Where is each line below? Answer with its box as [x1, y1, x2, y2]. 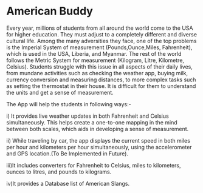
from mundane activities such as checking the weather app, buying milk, [6, 69, 188, 76]
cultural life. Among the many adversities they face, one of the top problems [6, 37, 197, 44]
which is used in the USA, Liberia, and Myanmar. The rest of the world [6, 50, 182, 57]
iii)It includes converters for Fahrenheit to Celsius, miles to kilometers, [6, 161, 181, 169]
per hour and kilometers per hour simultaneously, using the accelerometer [6, 143, 193, 151]
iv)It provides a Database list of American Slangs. [6, 180, 130, 187]
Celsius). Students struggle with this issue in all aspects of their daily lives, [6, 63, 193, 70]
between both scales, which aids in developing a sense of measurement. [6, 125, 189, 132]
